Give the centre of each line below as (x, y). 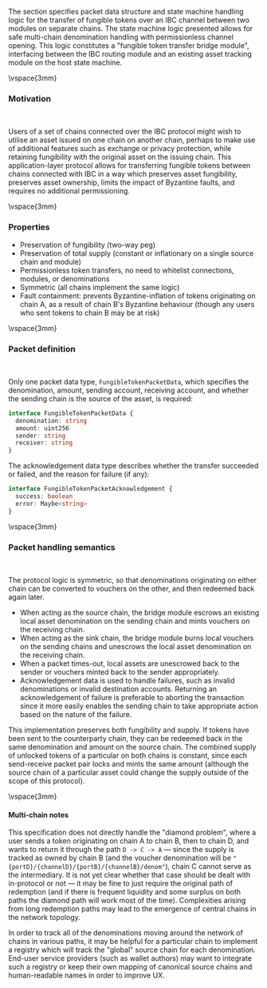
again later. (27, 597)
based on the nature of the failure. (76, 714)
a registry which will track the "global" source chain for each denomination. (132, 950)
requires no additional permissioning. (69, 191)
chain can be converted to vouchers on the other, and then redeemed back (132, 588)
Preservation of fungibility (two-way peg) (88, 245)
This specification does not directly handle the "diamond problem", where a (132, 833)
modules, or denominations (65, 278)
